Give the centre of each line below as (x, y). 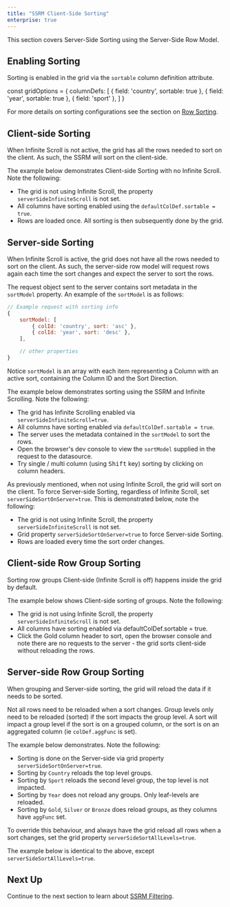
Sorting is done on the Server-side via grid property (90, 758)
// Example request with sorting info (63, 307)
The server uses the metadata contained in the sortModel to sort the (114, 434)
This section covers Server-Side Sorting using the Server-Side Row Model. (113, 39)
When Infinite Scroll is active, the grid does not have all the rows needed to (113, 258)
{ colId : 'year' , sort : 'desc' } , (81, 333)
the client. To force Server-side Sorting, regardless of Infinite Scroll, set (108, 491)
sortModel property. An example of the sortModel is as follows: (95, 294)
